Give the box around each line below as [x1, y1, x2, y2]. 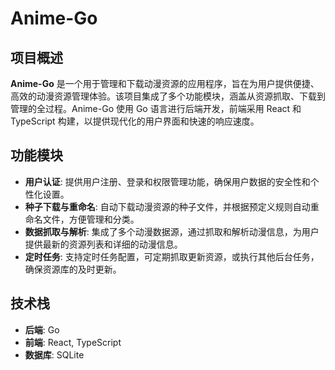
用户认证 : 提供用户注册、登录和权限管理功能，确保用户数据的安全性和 [24, 175, 311, 187]
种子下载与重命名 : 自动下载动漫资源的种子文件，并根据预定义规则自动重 [24, 200, 320, 212]
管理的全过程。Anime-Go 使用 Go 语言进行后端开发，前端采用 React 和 [10, 103, 302, 114]
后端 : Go [24, 323, 60, 336]
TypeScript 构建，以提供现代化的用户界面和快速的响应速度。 [10, 115, 260, 127]
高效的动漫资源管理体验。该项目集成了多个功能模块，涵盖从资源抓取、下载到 [10, 90, 326, 102]
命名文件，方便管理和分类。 [24, 213, 140, 225]
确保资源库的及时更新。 [24, 263, 122, 275]
